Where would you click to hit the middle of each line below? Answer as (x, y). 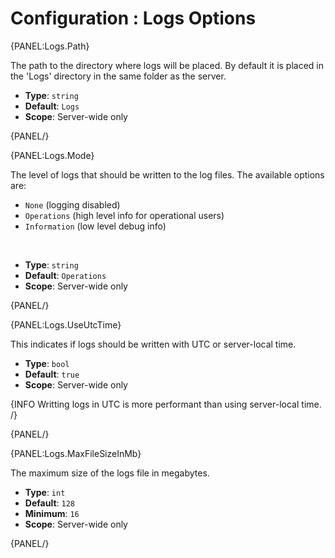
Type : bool (47, 363)
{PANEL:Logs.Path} (50, 46)
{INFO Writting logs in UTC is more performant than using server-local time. (166, 404)
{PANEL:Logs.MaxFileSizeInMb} (76, 453)
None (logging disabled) (72, 204)
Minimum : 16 (52, 513)
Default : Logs (52, 106)
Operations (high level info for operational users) (124, 215)
